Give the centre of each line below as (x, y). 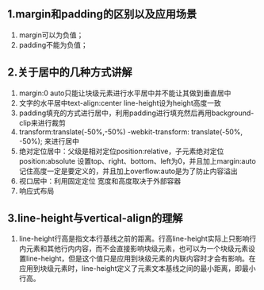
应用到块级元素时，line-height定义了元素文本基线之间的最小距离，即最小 (137, 269)
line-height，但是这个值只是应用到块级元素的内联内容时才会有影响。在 (141, 259)
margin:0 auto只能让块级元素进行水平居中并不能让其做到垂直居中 (125, 93)
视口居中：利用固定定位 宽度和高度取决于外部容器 (100, 180)
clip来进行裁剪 (42, 122)
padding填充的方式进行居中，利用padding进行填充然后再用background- (136, 113)
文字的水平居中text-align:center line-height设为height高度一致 (120, 102)
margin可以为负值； (51, 35)
